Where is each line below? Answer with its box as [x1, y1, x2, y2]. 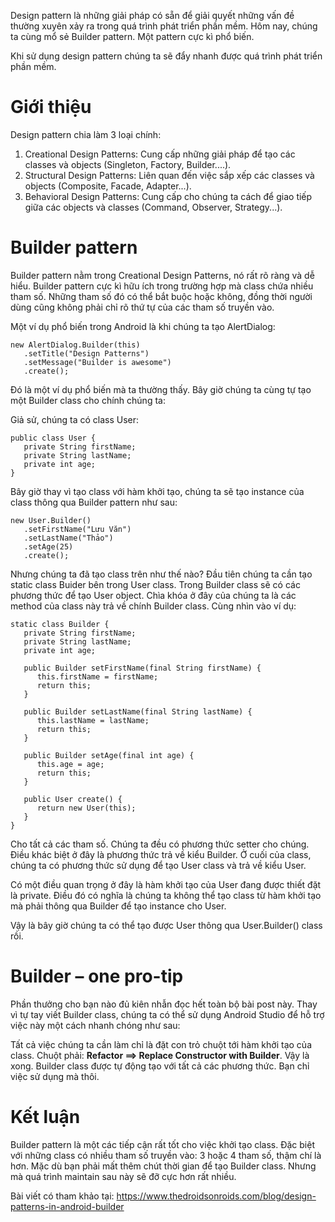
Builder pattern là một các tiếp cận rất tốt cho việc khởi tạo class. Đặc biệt [10, 1138, 316, 1150]
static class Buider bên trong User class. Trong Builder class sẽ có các [10, 578, 301, 590]
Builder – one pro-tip [10, 965, 184, 988]
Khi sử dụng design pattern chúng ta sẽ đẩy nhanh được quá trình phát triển [10, 50, 323, 62]
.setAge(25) [23, 541, 74, 552]
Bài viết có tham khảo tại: [10, 1190, 115, 1202]
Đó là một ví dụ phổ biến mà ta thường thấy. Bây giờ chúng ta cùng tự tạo [10, 383, 312, 395]
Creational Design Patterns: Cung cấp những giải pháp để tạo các [24, 148, 296, 160]
